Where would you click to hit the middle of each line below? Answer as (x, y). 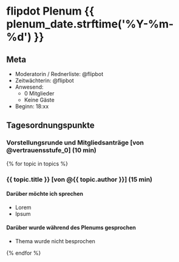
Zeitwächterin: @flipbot (44, 81)
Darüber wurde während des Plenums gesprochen (71, 228)
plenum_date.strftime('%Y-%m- (90, 24)
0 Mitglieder (39, 93)
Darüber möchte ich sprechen (45, 194)
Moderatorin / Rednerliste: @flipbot (59, 74)
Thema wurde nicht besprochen (55, 241)
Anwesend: (29, 87)
